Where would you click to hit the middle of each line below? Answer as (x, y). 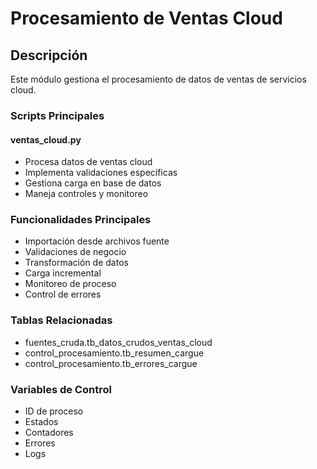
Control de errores (63, 294)
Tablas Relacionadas (61, 320)
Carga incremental (63, 273)
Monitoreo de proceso (70, 284)
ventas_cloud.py (46, 139)
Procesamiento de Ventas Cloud (146, 18)
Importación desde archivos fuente (97, 241)
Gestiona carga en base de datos (93, 183)
